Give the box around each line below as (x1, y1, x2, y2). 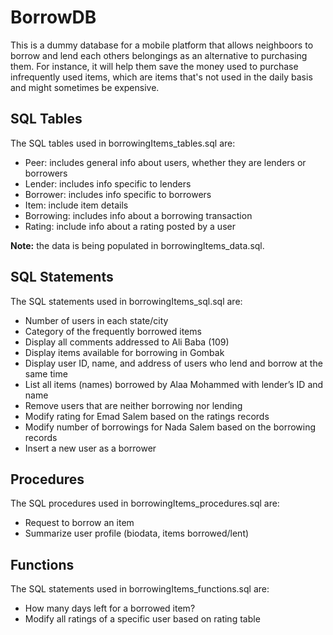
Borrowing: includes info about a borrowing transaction (24, 209, 253, 221)
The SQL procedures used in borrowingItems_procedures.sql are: (10, 497, 280, 510)
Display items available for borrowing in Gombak (24, 346, 225, 358)
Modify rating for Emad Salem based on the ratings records (24, 410, 270, 422)
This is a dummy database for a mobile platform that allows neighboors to (10, 39, 314, 51)
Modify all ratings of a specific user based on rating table (24, 613, 261, 625)
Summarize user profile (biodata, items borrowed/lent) (24, 527, 250, 540)
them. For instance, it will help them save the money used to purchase (10, 60, 299, 72)
